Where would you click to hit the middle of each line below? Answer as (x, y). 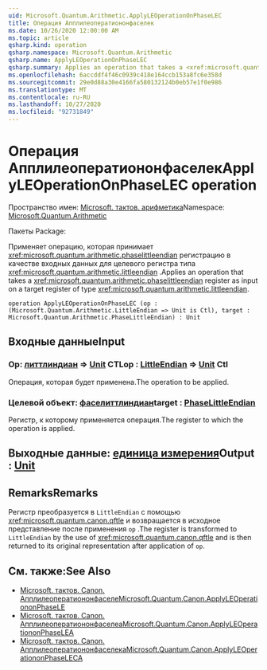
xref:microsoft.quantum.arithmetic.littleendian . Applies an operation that (126, 272)
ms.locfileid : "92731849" (51, 112)
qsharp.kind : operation (48, 45)
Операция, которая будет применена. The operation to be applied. (119, 382)
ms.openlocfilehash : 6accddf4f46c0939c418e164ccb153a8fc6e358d (115, 75)
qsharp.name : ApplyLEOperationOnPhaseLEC (78, 61)
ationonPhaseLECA (51, 657)
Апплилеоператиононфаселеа (71, 624)
